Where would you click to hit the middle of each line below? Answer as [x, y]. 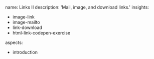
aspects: [14, 42]
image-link [24, 17]
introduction [25, 52]
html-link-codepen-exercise [41, 33]
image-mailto [26, 22]
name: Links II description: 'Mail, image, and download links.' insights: [77, 7]
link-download [27, 27]
